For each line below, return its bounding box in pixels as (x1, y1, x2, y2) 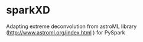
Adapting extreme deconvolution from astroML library (6, 23, 137, 30)
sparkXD (6, 3, 50, 17)
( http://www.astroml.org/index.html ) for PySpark (6, 29, 125, 36)
